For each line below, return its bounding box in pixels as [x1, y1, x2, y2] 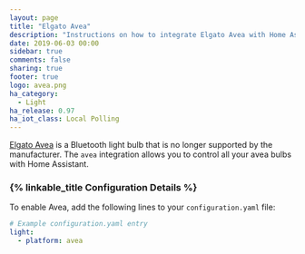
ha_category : [9, 89, 59, 98]
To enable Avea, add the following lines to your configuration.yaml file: [9, 201, 276, 213]
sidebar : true [9, 47, 64, 56]
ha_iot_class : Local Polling [9, 114, 120, 123]
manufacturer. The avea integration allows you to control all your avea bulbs [9, 149, 292, 160]
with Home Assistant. [9, 159, 89, 170]
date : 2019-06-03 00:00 [9, 38, 100, 48]
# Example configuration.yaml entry [9, 220, 148, 229]
